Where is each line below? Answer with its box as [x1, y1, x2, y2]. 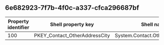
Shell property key [50, 21, 94, 28]
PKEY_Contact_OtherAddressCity [34, 32, 110, 39]
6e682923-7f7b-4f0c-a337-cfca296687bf [5, 4, 140, 12]
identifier [7, 24, 29, 31]
